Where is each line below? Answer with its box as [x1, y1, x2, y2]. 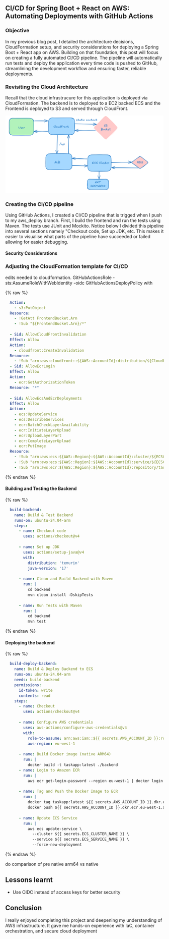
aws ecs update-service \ [27, 826, 82, 832]
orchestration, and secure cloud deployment [5, 928, 97, 934]
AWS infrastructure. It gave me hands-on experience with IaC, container [5, 922, 155, 928]
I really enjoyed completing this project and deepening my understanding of [5, 917, 162, 923]
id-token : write [18, 688, 53, 693]
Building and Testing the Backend [5, 485, 77, 491]
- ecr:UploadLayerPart [14, 433, 62, 438]
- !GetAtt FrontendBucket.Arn [14, 316, 78, 321]
